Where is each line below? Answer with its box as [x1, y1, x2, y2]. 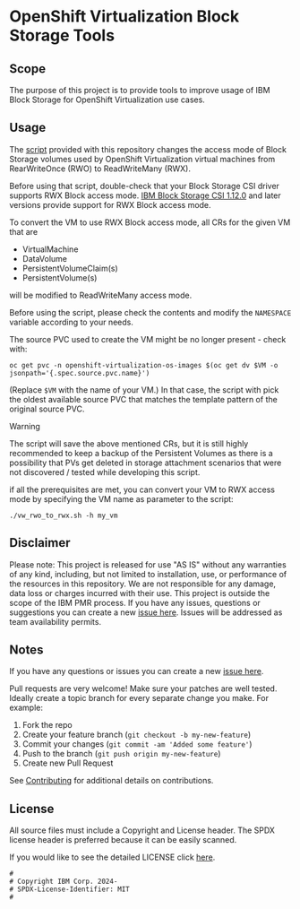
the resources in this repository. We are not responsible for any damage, [9, 578, 276, 589]
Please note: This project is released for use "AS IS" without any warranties [9, 558, 287, 570]
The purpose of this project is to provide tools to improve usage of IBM [9, 85, 270, 95]
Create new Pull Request [21, 757, 114, 768]
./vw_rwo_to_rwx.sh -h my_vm [9, 511, 118, 520]
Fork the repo [21, 720, 73, 731]
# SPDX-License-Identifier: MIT [9, 885, 130, 894]
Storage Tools [9, 25, 115, 46]
